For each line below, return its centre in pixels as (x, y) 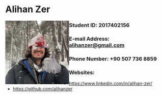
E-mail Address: (89, 39)
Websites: (82, 72)
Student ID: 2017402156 (99, 25)
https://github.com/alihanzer (43, 89)
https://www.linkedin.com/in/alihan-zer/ (111, 84)
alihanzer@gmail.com (97, 45)
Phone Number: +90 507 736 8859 (113, 58)
